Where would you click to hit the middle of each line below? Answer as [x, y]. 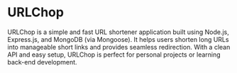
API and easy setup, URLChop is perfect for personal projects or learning [114, 55]
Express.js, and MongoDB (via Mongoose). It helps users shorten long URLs [118, 39]
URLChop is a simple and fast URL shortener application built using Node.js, [118, 32]
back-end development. [42, 62]
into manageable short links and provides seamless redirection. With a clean [119, 47]
